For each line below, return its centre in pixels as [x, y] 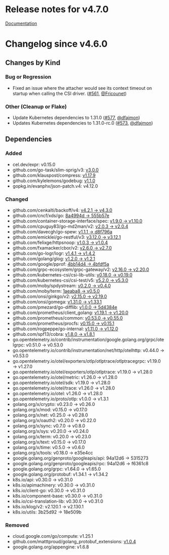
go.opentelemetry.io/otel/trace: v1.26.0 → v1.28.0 [64, 388]
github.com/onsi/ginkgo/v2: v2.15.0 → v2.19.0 [60, 297]
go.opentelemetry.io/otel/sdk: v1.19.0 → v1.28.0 [62, 383]
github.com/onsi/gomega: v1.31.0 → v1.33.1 [57, 302]
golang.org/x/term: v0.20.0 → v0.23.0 [52, 437]
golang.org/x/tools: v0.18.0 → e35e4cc [53, 453]
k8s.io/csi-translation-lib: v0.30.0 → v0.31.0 [58, 501]
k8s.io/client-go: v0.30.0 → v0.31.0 [49, 491]
